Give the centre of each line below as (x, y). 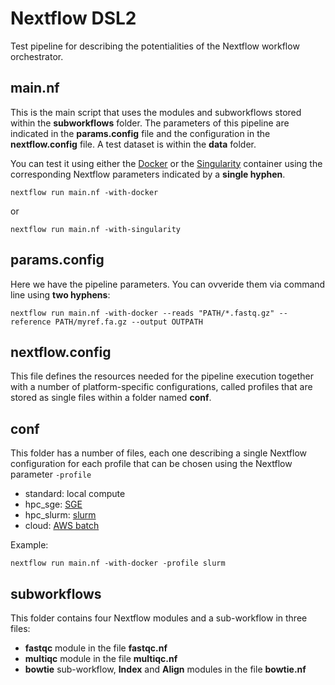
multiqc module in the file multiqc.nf (101, 658)
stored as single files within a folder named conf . (111, 398)
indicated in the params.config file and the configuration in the (140, 133)
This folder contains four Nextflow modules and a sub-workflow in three (159, 618)
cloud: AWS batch (62, 526)
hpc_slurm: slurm (60, 515)
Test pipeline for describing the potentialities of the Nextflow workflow (155, 46)
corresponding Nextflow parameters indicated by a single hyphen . (148, 174)
